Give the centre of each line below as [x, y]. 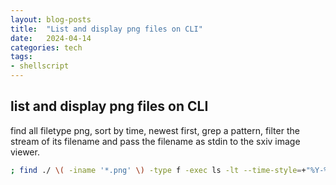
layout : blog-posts [51, 19]
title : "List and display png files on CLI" [106, 29]
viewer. [25, 152]
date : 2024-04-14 [51, 38]
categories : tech [46, 47]
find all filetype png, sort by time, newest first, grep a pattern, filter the [155, 130]
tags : [21, 57]
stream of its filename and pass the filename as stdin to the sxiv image [155, 141]
